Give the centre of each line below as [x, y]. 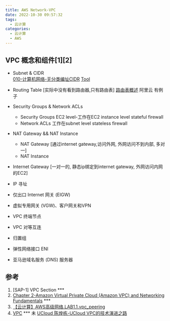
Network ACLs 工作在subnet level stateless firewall [74, 123]
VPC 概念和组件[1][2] [39, 60]
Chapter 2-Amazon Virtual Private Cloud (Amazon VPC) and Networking [89, 295]
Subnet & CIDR [28, 73]
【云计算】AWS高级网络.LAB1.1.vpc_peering [59, 307]
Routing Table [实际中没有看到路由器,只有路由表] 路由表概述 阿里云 [83, 90]
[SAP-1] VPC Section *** [39, 290]
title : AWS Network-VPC [31, 10]
